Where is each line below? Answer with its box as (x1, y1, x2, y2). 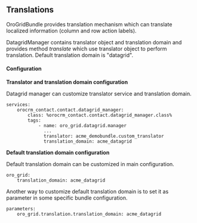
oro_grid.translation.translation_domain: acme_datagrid (17, 211, 162, 218)
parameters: (6, 206, 36, 212)
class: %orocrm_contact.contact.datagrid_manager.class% (27, 112, 172, 119)
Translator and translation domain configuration (6, 79, 128, 86)
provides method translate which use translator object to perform (6, 45, 167, 52)
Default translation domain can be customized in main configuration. (6, 161, 174, 168)
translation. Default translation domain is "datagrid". (6, 51, 133, 59)
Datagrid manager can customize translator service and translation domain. (6, 90, 192, 98)
